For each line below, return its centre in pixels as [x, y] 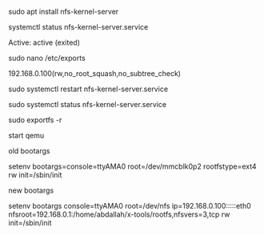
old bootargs [29, 151]
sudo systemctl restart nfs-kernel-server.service [88, 89]
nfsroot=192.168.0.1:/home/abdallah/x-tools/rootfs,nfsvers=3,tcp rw [119, 214]
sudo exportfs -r [35, 120]
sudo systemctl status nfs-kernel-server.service [88, 104]
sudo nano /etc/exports [47, 58]
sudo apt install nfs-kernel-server [64, 12]
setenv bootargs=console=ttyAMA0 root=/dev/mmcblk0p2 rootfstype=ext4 [133, 166]
